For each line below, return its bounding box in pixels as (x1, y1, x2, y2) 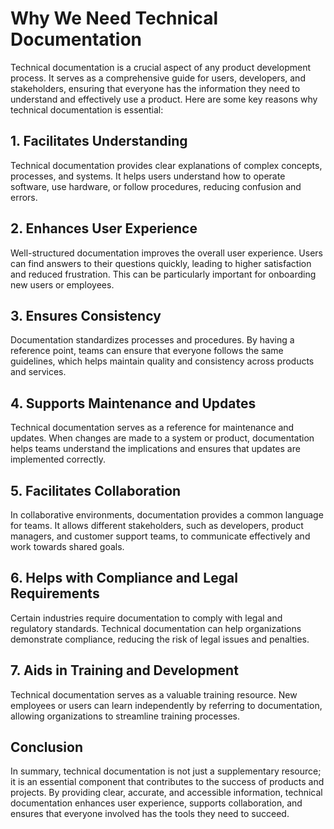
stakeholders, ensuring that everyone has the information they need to (10, 82, 301, 94)
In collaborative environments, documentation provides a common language (10, 509, 324, 521)
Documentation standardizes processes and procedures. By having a (10, 334, 295, 346)
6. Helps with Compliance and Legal (10, 570, 238, 587)
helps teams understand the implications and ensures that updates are (10, 443, 301, 455)
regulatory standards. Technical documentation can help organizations (10, 622, 302, 634)
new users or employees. (10, 278, 115, 291)
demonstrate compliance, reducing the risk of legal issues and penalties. (10, 633, 310, 645)
